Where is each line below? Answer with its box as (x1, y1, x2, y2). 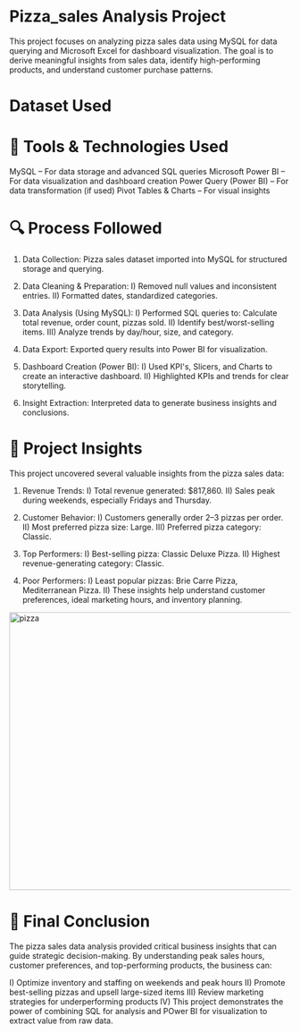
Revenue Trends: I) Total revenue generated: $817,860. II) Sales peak (21, 485, 276, 495)
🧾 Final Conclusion (9, 911, 150, 932)
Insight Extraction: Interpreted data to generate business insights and (21, 398, 277, 408)
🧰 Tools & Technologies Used (9, 137, 229, 157)
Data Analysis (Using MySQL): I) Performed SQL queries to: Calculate (21, 308, 278, 318)
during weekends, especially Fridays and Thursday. (21, 495, 212, 505)
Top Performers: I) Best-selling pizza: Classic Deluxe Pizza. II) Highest (21, 548, 280, 559)
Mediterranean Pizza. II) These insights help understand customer (21, 584, 266, 596)
